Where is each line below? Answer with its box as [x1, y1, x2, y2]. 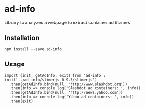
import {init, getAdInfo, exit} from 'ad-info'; [4, 73, 106, 78]
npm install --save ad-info [4, 46, 62, 52]
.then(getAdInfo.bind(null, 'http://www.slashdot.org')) [9, 82, 128, 86]
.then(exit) [9, 99, 34, 104]
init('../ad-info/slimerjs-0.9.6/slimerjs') [4, 77, 97, 82]
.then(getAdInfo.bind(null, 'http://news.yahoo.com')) [9, 90, 123, 95]
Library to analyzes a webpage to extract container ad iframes [4, 20, 130, 25]
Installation [4, 34, 40, 42]
